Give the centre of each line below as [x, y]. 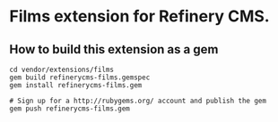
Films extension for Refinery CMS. [140, 16]
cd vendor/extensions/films [62, 69]
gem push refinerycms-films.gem [69, 109]
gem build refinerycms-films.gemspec [80, 77]
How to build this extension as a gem [114, 49]
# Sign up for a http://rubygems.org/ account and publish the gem [138, 101]
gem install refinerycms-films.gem [76, 85]
